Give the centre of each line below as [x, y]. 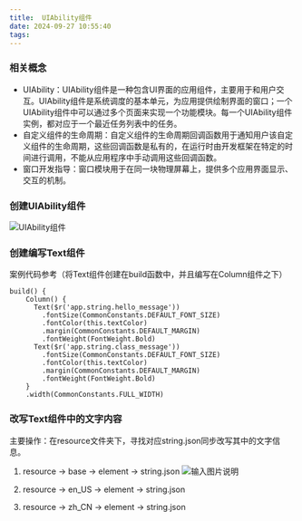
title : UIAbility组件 [51, 18]
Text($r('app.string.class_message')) [107, 347]
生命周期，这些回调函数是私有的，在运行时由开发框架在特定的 [170, 146]
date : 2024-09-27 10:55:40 [60, 26]
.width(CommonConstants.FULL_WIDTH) [95, 395]
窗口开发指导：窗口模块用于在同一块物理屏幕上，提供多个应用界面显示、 [157, 169]
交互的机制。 [46, 180]
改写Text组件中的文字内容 [66, 420]
